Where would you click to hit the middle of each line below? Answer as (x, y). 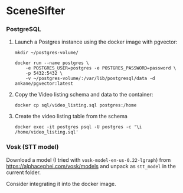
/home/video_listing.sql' (46, 132)
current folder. (24, 172)
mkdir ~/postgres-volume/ (46, 53)
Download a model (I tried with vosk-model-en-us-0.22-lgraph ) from (89, 159)
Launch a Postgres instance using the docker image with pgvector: (96, 42)
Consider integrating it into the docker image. (61, 184)
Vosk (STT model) (32, 147)
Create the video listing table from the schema (71, 117)
